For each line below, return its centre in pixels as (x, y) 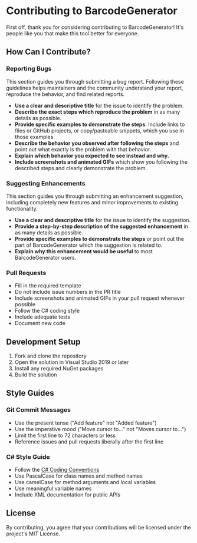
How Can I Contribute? (49, 52)
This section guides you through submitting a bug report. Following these (95, 81)
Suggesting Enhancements (46, 183)
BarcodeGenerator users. (45, 257)
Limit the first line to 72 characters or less (65, 435)
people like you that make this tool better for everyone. (73, 33)
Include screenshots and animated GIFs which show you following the (101, 162)
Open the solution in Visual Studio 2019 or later (72, 362)
